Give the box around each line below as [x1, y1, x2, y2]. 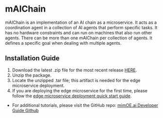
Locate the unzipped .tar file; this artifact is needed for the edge [12, 77, 141, 83]
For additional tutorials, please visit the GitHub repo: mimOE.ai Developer [12, 102, 159, 108]
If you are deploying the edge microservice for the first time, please [12, 87, 147, 93]
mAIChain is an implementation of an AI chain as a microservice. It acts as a [5, 19, 157, 25]
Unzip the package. [12, 72, 52, 78]
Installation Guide [5, 54, 60, 63]
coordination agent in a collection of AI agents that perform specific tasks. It [5, 24, 158, 30]
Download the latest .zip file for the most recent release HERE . [12, 67, 137, 73]
